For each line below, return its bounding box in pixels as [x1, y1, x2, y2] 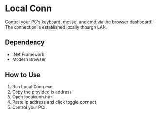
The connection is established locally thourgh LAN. [5, 24, 107, 30]
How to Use [5, 71, 41, 79]
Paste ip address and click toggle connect [12, 99, 96, 105]
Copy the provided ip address [12, 89, 72, 95]
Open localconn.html [12, 94, 54, 100]
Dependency [5, 38, 45, 47]
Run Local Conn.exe [12, 83, 52, 89]
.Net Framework [12, 51, 45, 57]
